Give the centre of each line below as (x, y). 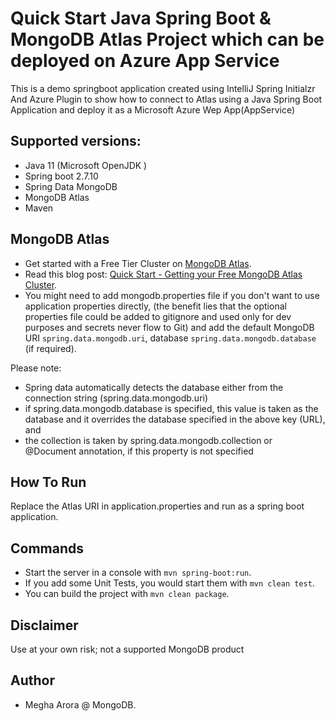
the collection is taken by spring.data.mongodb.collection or (148, 440)
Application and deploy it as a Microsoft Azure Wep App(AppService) (153, 109)
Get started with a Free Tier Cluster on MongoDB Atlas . (138, 263)
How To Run (48, 482)
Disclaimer (44, 625)
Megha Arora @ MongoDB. (80, 704)
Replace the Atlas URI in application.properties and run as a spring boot (157, 506)
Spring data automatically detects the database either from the (154, 387)
